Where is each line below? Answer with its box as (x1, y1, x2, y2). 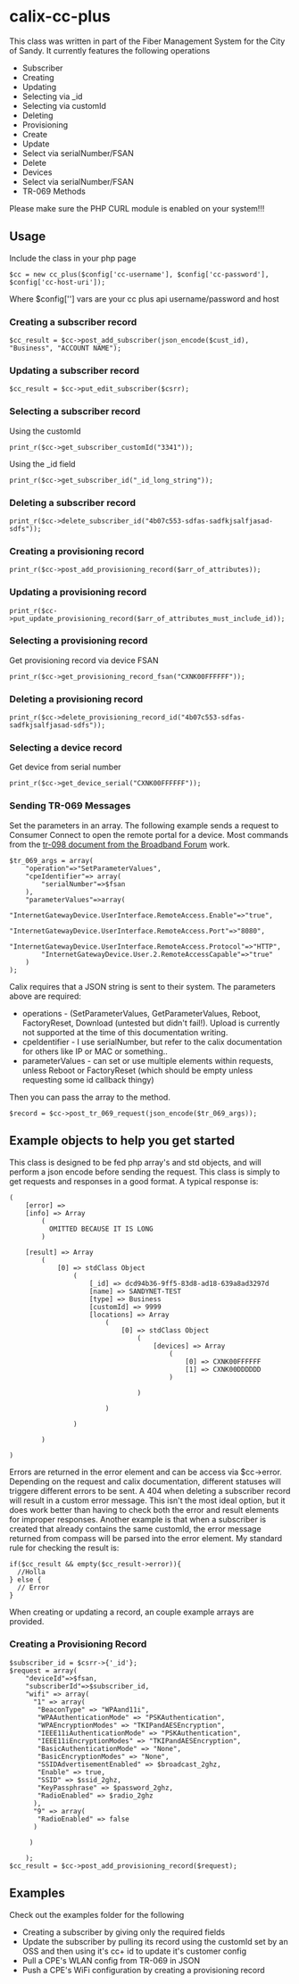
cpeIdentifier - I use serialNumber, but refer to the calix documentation (21, 1036, 283, 1047)
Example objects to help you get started (9, 1133, 236, 1149)
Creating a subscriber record (9, 315, 137, 328)
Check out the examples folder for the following (9, 1909, 185, 1920)
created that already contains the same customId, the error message (9, 1523, 262, 1534)
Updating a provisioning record (9, 586, 147, 599)
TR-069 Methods (21, 186, 87, 196)
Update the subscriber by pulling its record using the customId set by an (21, 1936, 288, 1947)
